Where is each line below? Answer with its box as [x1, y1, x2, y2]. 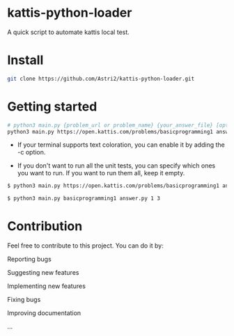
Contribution [7, 218, 83, 234]
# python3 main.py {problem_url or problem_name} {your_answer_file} [7, 122, 214, 129]
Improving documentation [7, 309, 81, 317]
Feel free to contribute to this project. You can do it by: [7, 241, 164, 250]
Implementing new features [7, 282, 86, 290]
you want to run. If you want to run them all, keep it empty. [17, 169, 185, 177]
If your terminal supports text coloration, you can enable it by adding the [17, 141, 225, 149]
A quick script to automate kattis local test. [7, 28, 130, 36]
